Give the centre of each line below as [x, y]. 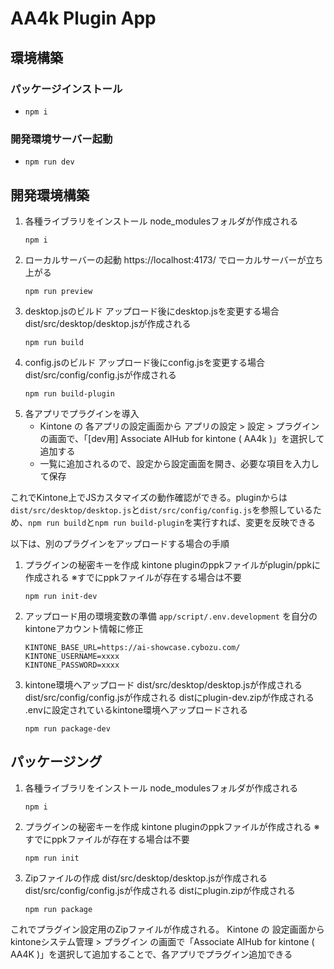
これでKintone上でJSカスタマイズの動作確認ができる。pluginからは [149, 497]
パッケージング [56, 762]
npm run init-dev [61, 596]
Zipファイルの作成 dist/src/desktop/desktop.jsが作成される [146, 878]
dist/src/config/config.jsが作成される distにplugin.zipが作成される [160, 890]
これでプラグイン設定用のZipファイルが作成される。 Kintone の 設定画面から [167, 929]
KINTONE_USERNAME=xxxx [72, 656]
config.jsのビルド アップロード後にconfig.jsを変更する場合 [145, 362]
